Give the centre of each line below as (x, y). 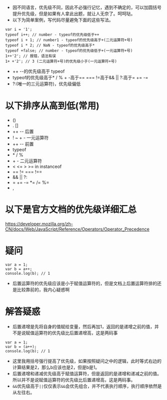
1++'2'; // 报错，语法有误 (30, 56)
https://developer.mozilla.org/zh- (39, 224)
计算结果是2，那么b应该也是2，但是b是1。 (56, 367)
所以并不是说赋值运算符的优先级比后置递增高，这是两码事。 (74, 379)
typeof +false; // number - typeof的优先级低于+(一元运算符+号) (69, 51)
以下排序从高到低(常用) (52, 106)
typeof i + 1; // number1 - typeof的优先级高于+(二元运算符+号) (69, 40)
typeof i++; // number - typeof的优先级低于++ (52, 35)
